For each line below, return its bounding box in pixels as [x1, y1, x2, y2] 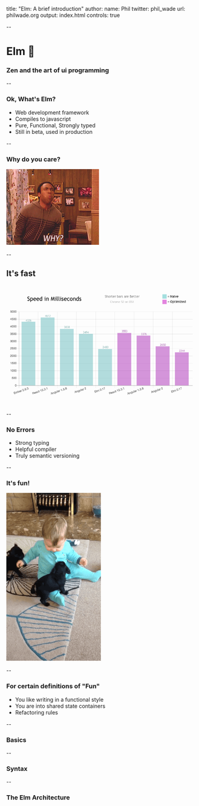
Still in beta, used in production [15, 128, 93, 135]
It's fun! [6, 479, 30, 487]
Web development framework [15, 108, 90, 116]
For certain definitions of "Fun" [6, 682, 100, 690]
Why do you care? [6, 155, 60, 163]
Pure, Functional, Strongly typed [15, 121, 96, 129]
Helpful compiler [15, 445, 57, 453]
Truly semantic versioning [15, 452, 80, 459]
